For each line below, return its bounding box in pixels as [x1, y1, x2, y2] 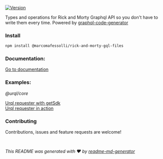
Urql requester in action [5, 105, 54, 111]
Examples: [5, 79, 31, 86]
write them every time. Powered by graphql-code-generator [5, 20, 129, 25]
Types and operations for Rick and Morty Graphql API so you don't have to [5, 14, 159, 20]
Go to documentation [5, 66, 49, 72]
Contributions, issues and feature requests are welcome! [5, 129, 122, 135]
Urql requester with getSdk [5, 100, 61, 106]
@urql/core [5, 90, 28, 96]
